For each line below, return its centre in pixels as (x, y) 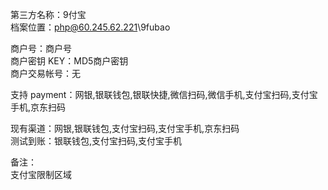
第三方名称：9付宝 (48, 14)
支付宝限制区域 (41, 174)
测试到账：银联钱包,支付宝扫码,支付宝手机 (96, 141)
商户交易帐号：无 (45, 73)
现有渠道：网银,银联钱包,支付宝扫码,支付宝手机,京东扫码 (125, 128)
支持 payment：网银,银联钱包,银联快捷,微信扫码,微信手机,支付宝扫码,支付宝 (164, 94)
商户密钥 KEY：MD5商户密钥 (69, 61)
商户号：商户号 (41, 48)
